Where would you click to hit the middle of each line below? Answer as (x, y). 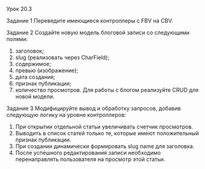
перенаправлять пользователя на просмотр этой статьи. (90, 159)
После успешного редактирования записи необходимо (88, 153)
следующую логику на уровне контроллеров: (66, 115)
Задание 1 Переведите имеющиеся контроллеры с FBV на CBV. (90, 21)
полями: (17, 39)
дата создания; (35, 77)
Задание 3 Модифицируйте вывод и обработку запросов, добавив (94, 108)
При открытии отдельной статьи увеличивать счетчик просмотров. (104, 127)
